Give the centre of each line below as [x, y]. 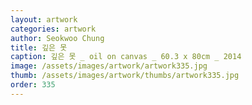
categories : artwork [53, 29]
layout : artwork [44, 19]
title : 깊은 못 [39, 47]
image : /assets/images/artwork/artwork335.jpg [109, 66]
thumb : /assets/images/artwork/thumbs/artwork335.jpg [125, 76]
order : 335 [33, 85]
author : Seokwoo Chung [57, 38]
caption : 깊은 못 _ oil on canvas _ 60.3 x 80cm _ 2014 [126, 57]
